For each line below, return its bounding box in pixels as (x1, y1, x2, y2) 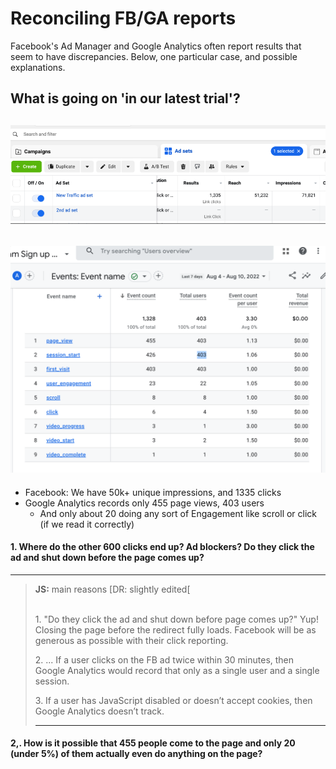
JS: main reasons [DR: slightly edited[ (34, 583, 191, 595)
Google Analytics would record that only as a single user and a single (34, 664, 320, 676)
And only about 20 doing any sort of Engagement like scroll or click (39, 507, 318, 519)
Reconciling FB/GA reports (10, 7, 237, 30)
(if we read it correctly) (39, 518, 135, 530)
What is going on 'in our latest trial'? (10, 90, 241, 107)
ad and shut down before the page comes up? (10, 552, 205, 564)
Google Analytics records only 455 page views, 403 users (24, 497, 265, 509)
